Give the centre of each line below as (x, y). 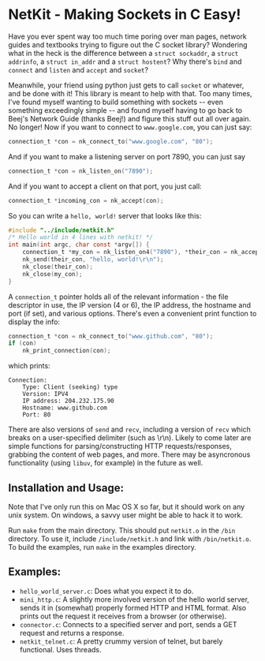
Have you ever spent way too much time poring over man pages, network (127, 36)
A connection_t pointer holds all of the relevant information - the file (118, 297)
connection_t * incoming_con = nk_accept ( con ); (86, 200)
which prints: (29, 366)
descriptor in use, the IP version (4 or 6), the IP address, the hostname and (129, 304)
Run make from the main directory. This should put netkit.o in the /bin (122, 530)
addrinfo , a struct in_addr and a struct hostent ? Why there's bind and (125, 62)
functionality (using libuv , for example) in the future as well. (106, 463)
